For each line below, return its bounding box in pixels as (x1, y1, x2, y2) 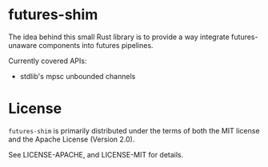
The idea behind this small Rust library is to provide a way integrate (8, 32, 230, 42)
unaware (8, 40, 38, 50)
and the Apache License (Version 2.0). (8, 134, 135, 144)
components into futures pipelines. (38, 40, 154, 50)
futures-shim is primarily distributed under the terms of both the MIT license (8, 125, 260, 135)
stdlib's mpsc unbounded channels (19, 71, 136, 81)
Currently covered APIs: (8, 56, 87, 66)
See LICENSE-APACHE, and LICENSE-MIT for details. (8, 149, 184, 159)
